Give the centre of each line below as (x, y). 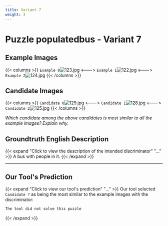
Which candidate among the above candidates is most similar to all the (79, 118)
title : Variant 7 (23, 10)
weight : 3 (15, 15)
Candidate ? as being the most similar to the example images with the (77, 194)
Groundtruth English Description (57, 139)
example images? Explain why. (37, 123)
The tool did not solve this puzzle (43, 208)
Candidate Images (34, 91)
